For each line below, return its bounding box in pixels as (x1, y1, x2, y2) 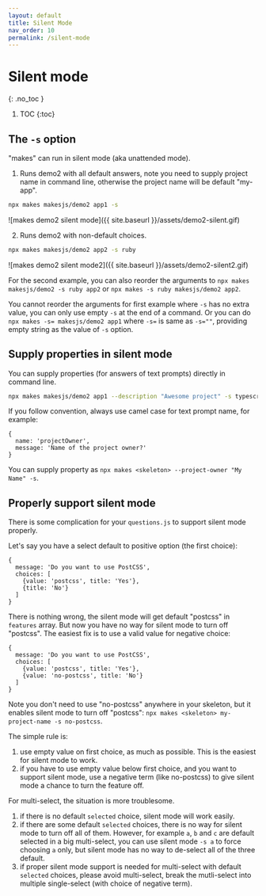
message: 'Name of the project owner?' (15, 444, 147, 452)
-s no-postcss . (54, 716, 103, 726)
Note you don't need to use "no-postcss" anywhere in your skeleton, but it (8, 700, 251, 709)
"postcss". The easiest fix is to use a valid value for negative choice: (8, 629, 231, 639)
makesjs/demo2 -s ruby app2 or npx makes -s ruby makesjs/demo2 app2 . (8, 284, 241, 293)
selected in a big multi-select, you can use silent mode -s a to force (19, 837, 241, 846)
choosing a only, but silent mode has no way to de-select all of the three (19, 845, 256, 855)
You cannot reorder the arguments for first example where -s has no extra (8, 299, 249, 309)
